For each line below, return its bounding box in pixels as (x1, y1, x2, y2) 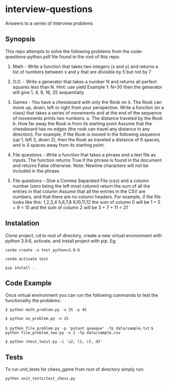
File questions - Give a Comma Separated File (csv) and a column (12, 178, 149, 184)
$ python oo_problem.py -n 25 (5, 316, 69, 321)
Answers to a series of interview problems (5, 20, 93, 26)
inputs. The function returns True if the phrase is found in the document (12, 157, 162, 163)
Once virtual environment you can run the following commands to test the (5, 292, 158, 298)
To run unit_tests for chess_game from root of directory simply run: (5, 366, 145, 372)
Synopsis (5, 35, 35, 43)
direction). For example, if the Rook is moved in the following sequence (12, 131, 160, 137)
